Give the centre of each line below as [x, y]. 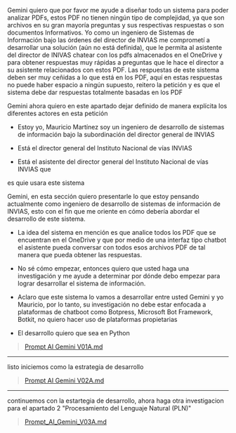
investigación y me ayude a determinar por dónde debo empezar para [119, 276]
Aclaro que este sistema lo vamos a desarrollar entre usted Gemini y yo [120, 297]
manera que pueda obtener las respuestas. [80, 255]
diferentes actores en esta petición [58, 113]
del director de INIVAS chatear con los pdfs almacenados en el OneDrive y [115, 55]
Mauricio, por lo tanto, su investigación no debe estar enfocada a [112, 304]
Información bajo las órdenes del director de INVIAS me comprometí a [109, 40]
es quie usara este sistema [46, 183]
